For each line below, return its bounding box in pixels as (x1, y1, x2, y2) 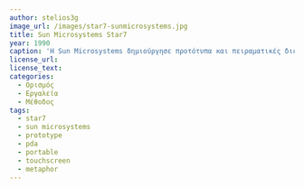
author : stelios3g (9, 13, 79, 23)
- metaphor (17, 164, 59, 174)
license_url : (9, 55, 59, 64)
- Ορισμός (17, 80, 54, 89)
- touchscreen (17, 155, 71, 165)
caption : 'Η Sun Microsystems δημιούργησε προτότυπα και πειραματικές (9, 47, 281, 56)
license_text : (9, 64, 63, 73)
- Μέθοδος (17, 97, 54, 107)
